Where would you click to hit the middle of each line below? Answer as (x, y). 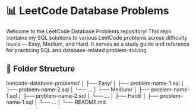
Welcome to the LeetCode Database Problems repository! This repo (89, 31)
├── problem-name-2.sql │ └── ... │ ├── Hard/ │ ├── (91, 95)
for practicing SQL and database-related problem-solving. (77, 50)
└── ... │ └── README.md (72, 102)
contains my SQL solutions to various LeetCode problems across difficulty (97, 37)
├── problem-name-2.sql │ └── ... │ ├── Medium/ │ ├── (78, 89)
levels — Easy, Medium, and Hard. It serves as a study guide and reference (98, 44)
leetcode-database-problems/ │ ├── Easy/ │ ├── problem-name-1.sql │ (96, 83)
